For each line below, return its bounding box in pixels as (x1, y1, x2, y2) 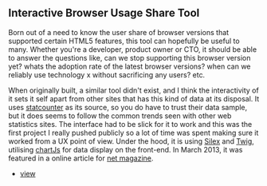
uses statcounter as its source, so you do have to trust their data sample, (8, 102, 248, 112)
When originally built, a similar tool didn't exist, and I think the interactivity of (8, 85, 259, 95)
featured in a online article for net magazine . (8, 153, 154, 163)
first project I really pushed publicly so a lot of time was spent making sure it (8, 128, 259, 137)
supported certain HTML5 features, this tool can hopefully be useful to (8, 36, 241, 46)
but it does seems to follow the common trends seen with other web (8, 111, 232, 121)
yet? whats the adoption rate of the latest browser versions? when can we (8, 61, 251, 71)
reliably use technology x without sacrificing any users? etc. (8, 69, 206, 79)
